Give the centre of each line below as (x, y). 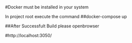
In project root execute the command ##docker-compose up (66, 16)
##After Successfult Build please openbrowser (52, 26)
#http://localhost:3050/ (29, 35)
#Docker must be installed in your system (47, 7)
